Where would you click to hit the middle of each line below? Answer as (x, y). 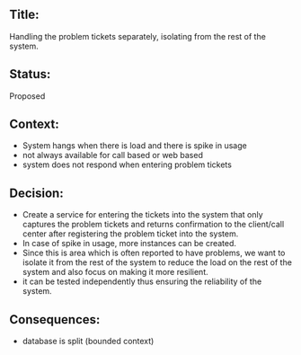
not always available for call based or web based (113, 155)
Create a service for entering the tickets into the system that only (142, 215)
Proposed (27, 96)
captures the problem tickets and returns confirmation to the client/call (153, 225)
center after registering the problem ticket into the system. (130, 234)
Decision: (37, 193)
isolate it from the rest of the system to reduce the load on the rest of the (157, 262)
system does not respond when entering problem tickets (127, 164)
